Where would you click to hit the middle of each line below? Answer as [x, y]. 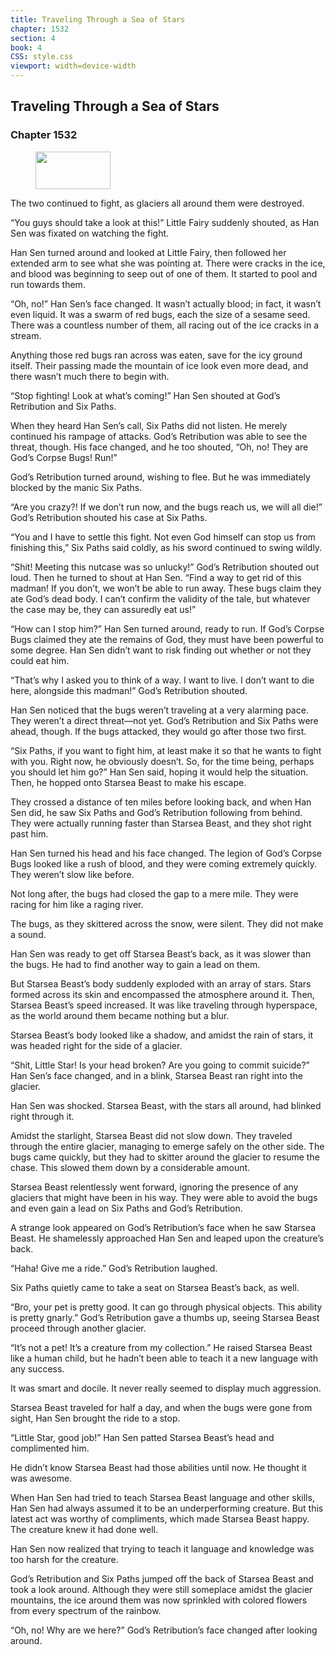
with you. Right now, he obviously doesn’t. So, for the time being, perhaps [162, 761]
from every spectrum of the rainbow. [86, 1610]
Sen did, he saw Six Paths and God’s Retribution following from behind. [156, 812]
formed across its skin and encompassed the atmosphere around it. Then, [162, 994]
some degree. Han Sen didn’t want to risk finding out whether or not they [161, 650]
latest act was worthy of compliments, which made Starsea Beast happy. [160, 1518]
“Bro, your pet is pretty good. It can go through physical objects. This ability [166, 1307]
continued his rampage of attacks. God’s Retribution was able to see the [159, 436]
